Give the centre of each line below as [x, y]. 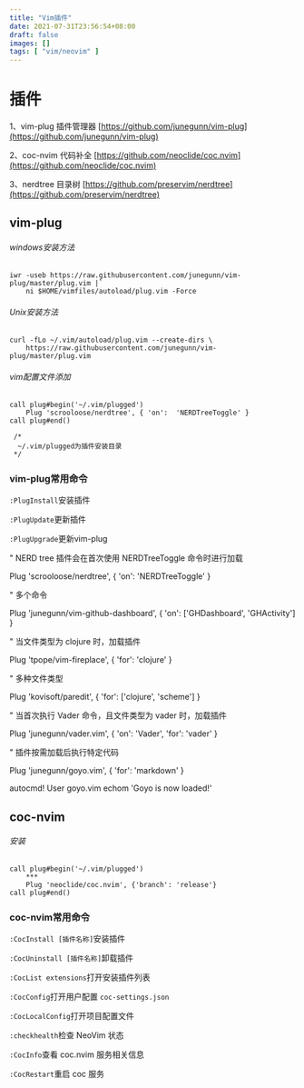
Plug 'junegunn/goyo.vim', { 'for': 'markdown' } [97, 771]
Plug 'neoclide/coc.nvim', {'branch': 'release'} [122, 884]
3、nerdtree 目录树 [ [48, 185]
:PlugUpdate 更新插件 [48, 520]
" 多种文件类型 [36, 679]
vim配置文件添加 [40, 377]
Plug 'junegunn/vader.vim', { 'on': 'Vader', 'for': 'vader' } [113, 734]
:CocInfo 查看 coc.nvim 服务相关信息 [77, 1054]
